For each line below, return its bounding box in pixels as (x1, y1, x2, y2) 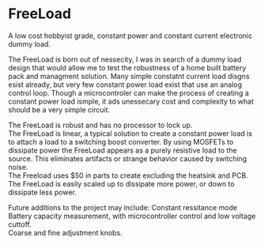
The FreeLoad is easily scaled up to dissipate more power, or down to (8, 179, 235, 188)
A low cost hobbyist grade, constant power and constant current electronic (8, 31, 253, 40)
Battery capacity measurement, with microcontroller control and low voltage (8, 211, 256, 220)
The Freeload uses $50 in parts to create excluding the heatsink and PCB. (8, 171, 249, 180)
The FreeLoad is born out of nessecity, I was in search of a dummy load (8, 55, 242, 64)
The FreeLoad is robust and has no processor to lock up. (8, 120, 193, 130)
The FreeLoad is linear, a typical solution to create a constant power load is (8, 128, 253, 138)
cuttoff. (8, 219, 32, 229)
